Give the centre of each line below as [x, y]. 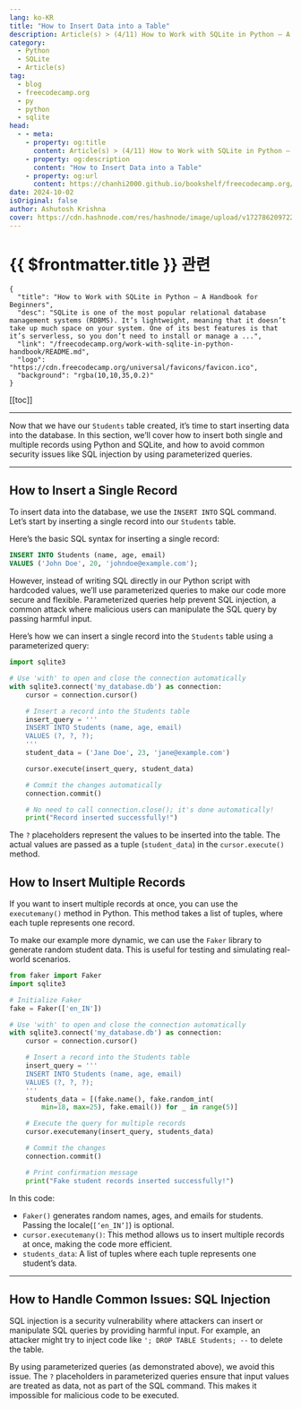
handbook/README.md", [50, 352]
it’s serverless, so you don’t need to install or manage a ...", [136, 336]
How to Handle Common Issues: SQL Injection [140, 1299]
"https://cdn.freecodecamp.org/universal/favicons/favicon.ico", [133, 367]
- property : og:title [65, 142]
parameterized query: [49, 646]
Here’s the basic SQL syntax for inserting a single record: [114, 539]
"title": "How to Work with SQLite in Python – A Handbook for [138, 296]
